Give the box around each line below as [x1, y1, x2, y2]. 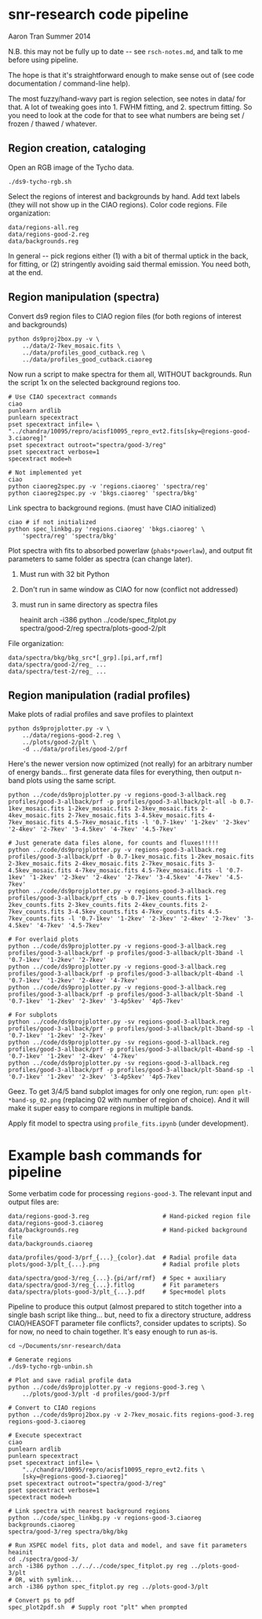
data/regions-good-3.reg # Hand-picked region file [8, 1213, 251, 1221]
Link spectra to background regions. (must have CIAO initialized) [8, 503, 217, 512]
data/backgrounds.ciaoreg [8, 1240, 93, 1248]
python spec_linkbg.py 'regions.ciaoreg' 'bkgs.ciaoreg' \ [8, 525, 206, 533]
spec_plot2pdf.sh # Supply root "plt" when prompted [8, 1603, 188, 1612]
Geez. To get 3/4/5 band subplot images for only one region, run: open [8, 1087, 235, 1096]
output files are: [8, 1197, 60, 1207]
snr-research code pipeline [8, 6, 189, 24]
